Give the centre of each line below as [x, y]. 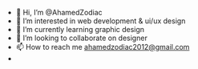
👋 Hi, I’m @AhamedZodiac [59, 12]
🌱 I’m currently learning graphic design [80, 29]
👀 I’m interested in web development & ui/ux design [101, 21]
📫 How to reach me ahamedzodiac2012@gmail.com [103, 47]
